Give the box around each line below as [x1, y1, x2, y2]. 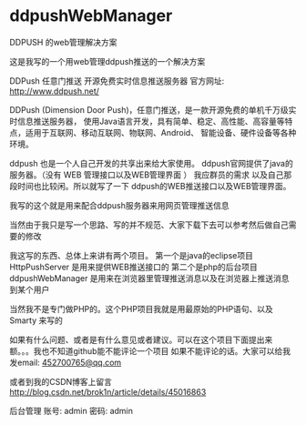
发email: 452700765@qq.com [9, 357, 122, 368]
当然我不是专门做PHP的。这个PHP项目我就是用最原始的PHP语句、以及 [9, 303, 273, 314]
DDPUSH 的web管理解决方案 [9, 36, 117, 47]
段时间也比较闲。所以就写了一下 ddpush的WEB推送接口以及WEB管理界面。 [9, 180, 291, 191]
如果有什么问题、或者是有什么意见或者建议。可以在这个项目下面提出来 [9, 334, 273, 345]
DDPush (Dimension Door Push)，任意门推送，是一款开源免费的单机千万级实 [9, 104, 297, 115]
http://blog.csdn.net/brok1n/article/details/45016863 [9, 386, 207, 397]
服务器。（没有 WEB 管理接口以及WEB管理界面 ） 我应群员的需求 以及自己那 [9, 169, 292, 180]
